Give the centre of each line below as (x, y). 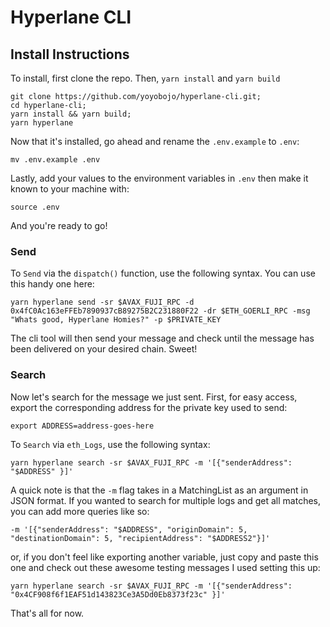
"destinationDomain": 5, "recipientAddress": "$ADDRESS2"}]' (140, 538)
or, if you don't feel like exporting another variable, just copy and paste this (164, 557)
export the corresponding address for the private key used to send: (149, 407)
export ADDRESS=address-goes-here (82, 426)
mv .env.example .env (55, 160)
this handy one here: (52, 284)
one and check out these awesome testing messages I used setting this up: (165, 567)
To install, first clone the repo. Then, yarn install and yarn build (145, 78)
